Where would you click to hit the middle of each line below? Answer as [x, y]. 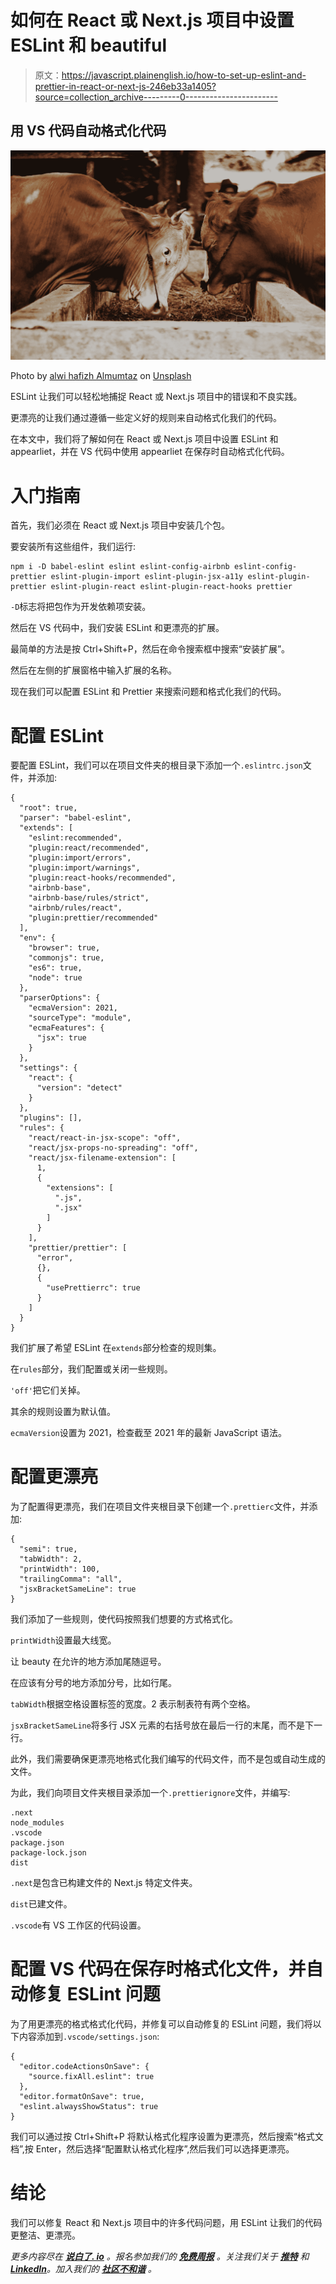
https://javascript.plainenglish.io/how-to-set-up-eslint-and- [184, 75]
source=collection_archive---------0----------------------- [156, 97]
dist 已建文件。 [41, 1904]
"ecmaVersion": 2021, [73, 1008]
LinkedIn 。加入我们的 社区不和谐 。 [83, 2269]
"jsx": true [61, 1038]
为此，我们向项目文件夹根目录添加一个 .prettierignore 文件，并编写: [150, 1793]
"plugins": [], [51, 1118]
